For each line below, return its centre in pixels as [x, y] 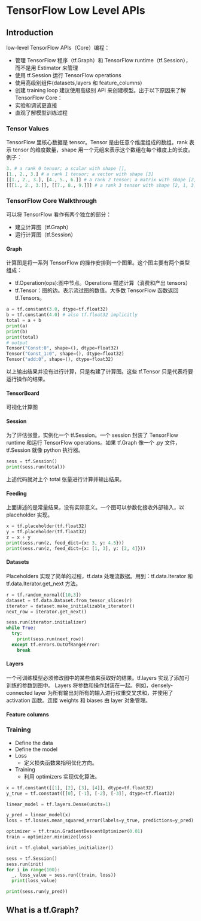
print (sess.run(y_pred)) [37, 892]
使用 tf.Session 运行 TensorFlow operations [68, 75]
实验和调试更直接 [36, 105]
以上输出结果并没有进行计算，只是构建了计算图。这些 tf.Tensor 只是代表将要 [100, 372]
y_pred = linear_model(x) [38, 815]
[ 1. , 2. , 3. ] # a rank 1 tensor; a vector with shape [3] [80, 174]
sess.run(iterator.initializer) [46, 622]
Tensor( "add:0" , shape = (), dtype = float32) [60, 360]
